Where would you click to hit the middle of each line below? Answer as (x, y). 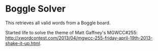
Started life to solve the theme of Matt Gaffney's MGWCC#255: (71, 32)
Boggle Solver (36, 9)
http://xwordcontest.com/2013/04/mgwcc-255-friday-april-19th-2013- (79, 38)
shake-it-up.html (23, 43)
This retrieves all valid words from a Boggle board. (58, 23)
